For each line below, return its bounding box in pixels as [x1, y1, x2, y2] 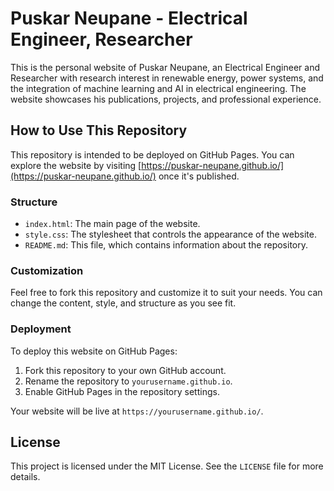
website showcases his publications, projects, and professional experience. [10, 93, 322, 105]
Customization [10, 263, 84, 277]
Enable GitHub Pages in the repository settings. [24, 385, 220, 397]
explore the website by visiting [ [10, 159, 142, 171]
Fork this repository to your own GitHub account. [24, 364, 227, 376]
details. [10, 471, 41, 483]
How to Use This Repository [10, 122, 188, 139]
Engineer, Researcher [10, 28, 193, 51]
